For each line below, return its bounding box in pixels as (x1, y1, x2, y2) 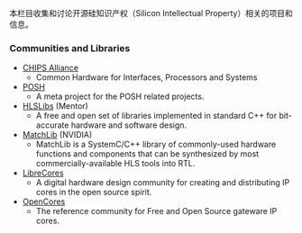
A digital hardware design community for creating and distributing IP (35, 177, 290, 188)
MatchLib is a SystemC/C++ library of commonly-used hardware (35, 139, 277, 150)
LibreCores (22, 167, 65, 178)
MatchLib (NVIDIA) (22, 130, 93, 140)
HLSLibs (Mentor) (22, 101, 88, 112)
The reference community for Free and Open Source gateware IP (35, 206, 278, 217)
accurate (35, 120, 69, 130)
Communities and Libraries (9, 41, 131, 54)
